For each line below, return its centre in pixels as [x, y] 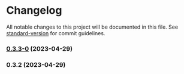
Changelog [34, 10]
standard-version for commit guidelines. [56, 33]
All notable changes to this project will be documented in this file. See [92, 27]
